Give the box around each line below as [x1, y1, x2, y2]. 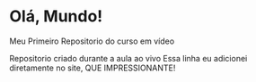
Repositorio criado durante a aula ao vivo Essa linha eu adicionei [9, 53, 248, 63]
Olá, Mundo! [9, 6, 103, 27]
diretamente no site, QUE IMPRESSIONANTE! [9, 62, 176, 73]
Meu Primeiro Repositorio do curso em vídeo [9, 36, 175, 46]
